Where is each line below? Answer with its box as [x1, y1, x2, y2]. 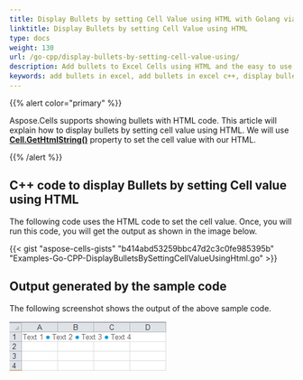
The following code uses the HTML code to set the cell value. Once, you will [9, 216, 292, 227]
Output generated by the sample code [9, 279, 227, 294]
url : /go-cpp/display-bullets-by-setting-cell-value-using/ [9, 52, 241, 62]
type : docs [9, 33, 50, 42]
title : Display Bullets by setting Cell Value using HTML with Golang [9, 14, 280, 23]
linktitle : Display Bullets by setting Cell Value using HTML [9, 23, 248, 33]
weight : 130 [9, 43, 54, 52]
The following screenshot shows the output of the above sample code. [9, 302, 272, 313]
